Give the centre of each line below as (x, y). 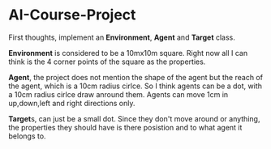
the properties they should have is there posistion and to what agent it (125, 127)
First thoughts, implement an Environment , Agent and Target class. (122, 37)
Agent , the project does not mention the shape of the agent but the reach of (136, 77)
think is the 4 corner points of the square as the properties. (107, 62)
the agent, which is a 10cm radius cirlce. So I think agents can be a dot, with (135, 86)
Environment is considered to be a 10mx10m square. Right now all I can (128, 53)
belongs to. (27, 136)
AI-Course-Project (72, 15)
